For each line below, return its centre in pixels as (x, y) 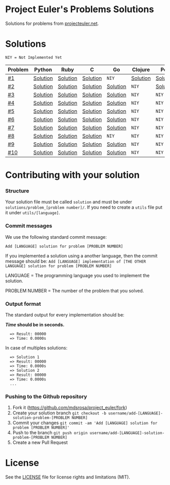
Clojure (141, 70)
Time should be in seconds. (35, 325)
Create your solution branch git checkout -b (59, 413)
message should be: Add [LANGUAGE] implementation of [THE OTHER (76, 261)
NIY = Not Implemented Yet (34, 57)
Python (43, 70)
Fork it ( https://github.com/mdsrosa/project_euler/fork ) (70, 408)
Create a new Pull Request (40, 442)
